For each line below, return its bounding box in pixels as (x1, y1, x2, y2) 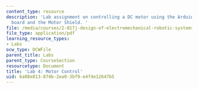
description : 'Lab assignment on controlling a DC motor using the (6, 14, 176, 20)
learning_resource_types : (6, 36, 70, 42)
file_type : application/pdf (6, 30, 75, 36)
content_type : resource (6, 8, 65, 15)
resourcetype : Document (6, 63, 65, 69)
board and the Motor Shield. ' (11, 19, 88, 25)
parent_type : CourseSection (6, 57, 75, 63)
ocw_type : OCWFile (6, 47, 51, 53)
